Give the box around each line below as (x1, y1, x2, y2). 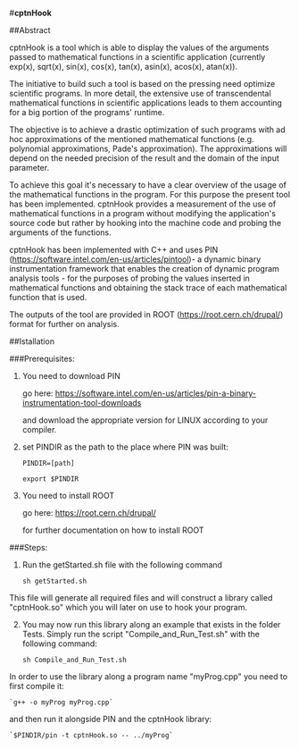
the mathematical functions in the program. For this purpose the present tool (9, 189, 291, 199)
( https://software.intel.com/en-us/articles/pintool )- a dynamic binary (9, 254, 262, 265)
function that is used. (9, 292, 87, 302)
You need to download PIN (21, 371, 120, 381)
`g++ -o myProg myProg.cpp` (9, 698, 114, 707)
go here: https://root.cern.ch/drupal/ (21, 508, 156, 518)
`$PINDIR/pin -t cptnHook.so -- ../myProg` (9, 731, 174, 740)
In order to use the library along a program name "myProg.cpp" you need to (9, 671, 288, 682)
